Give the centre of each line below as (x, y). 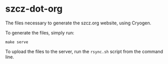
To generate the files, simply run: (40, 33)
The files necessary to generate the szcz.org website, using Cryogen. (78, 23)
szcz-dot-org (34, 9)
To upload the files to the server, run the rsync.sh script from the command (84, 51)
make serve (17, 42)
